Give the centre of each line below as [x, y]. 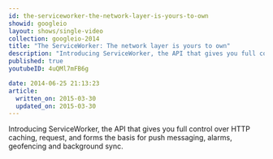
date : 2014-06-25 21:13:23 [54, 83]
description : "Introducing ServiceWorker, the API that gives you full [132, 54]
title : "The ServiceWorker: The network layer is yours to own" [119, 46]
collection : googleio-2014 [54, 39]
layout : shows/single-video [56, 31]
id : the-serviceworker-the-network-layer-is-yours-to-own [108, 16]
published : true [36, 62]
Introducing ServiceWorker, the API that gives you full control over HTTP [129, 129]
